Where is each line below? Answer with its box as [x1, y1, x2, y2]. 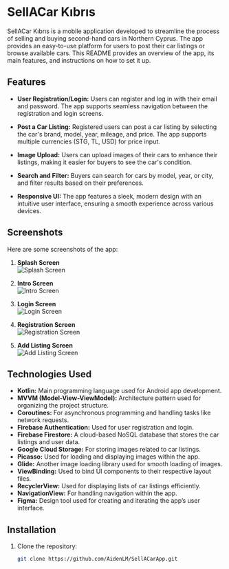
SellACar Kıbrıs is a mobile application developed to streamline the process [7, 27, 220, 35]
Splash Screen [17, 258, 60, 266]
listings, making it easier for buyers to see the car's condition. [17, 158, 193, 166]
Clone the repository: [17, 542, 78, 550]
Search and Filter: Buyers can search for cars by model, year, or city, [17, 171, 214, 179]
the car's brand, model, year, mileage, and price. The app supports [17, 130, 207, 138]
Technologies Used [7, 368, 91, 380]
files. [17, 475, 32, 483]
